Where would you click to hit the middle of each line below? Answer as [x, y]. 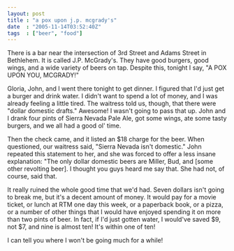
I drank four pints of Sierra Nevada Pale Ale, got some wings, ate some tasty [117, 119]
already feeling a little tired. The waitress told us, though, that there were [112, 104]
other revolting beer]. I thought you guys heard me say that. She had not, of [116, 169]
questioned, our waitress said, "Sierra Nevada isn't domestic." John [104, 146]
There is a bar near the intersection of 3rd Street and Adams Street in [107, 53]
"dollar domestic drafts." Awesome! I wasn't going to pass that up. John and [116, 111]
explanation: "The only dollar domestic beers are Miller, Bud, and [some [110, 162]
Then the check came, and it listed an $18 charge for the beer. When [106, 139]
